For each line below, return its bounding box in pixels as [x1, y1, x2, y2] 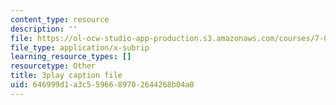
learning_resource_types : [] [10, 52, 132, 62]
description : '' [10, 24, 78, 34]
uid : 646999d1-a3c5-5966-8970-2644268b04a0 [10, 80, 195, 90]
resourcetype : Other [10, 61, 97, 71]
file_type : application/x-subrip [10, 42, 150, 53]
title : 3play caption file [10, 71, 123, 81]
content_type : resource [10, 14, 110, 25]
